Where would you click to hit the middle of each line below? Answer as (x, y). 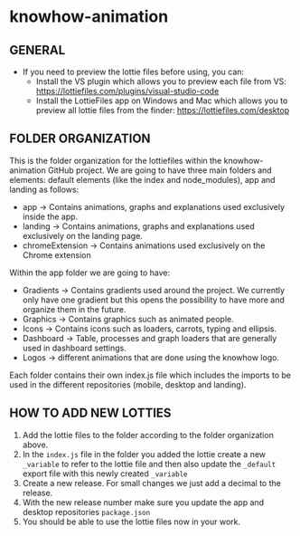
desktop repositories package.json (86, 512)
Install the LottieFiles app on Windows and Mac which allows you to (162, 100)
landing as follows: (44, 189)
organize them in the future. (74, 309)
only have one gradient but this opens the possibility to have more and (153, 300)
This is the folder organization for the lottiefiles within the (116, 160)
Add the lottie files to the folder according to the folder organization (148, 435)
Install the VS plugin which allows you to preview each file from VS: (161, 81)
